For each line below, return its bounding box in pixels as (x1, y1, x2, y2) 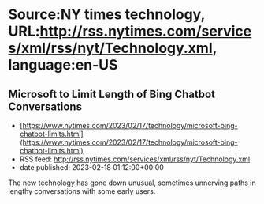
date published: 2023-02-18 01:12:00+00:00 (19, 163, 164, 172)
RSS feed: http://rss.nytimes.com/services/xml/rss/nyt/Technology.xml (19, 154, 251, 164)
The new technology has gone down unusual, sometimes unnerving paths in (8, 178, 256, 187)
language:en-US (8, 56, 118, 74)
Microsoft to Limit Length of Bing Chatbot (8, 87, 215, 100)
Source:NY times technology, (8, 6, 205, 24)
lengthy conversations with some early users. (8, 187, 156, 195)
